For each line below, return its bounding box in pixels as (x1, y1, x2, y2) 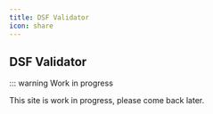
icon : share (9, 21, 53, 30)
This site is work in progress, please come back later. (9, 95, 205, 106)
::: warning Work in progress (9, 77, 114, 89)
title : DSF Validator (9, 12, 90, 22)
